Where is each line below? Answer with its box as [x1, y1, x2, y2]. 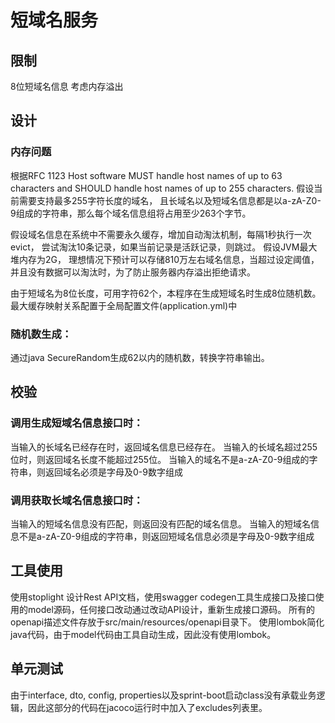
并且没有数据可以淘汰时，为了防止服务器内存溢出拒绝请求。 [10, 266, 256, 278]
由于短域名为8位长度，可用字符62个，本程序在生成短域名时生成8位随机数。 [10, 287, 322, 299]
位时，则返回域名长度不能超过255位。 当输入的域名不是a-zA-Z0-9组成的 [10, 453, 310, 465]
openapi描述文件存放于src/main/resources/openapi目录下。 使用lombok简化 [10, 616, 325, 628]
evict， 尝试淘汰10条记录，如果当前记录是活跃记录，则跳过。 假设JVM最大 [10, 241, 318, 253]
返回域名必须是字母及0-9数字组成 [44, 466, 183, 478]
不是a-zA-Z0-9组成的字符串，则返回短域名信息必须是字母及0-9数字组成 [18, 530, 315, 542]
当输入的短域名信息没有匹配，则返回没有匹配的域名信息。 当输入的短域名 [10, 517, 311, 530]
